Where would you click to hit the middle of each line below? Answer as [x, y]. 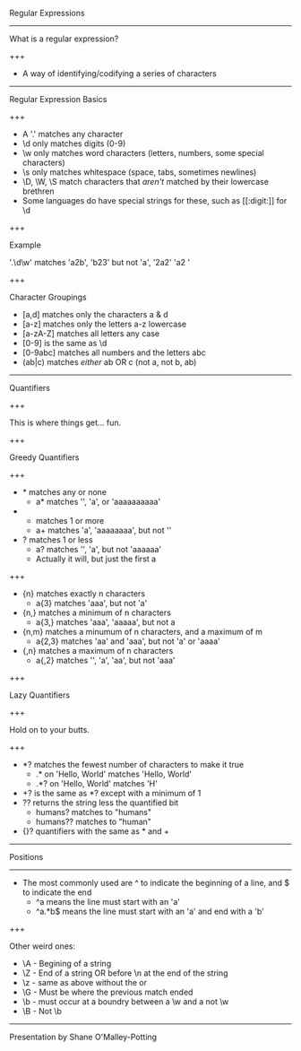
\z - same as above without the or [85, 982]
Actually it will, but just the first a [96, 559]
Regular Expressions [47, 13]
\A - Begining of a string [67, 964]
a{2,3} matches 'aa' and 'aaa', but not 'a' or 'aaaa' [128, 641]
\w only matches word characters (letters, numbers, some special [143, 153]
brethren [38, 191]
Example [26, 245]
